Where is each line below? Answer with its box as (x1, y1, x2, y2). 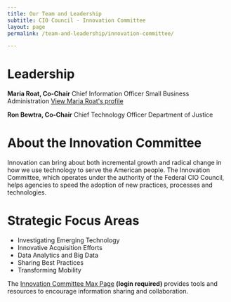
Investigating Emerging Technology (17, 236, 120, 244)
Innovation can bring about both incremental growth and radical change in (7, 159, 222, 167)
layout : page (7, 23, 46, 30)
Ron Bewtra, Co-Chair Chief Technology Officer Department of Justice (7, 110, 213, 119)
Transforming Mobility (17, 266, 82, 275)
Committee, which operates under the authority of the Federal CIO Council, (7, 173, 225, 182)
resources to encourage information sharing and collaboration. (7, 287, 189, 296)
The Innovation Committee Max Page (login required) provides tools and (7, 280, 218, 288)
